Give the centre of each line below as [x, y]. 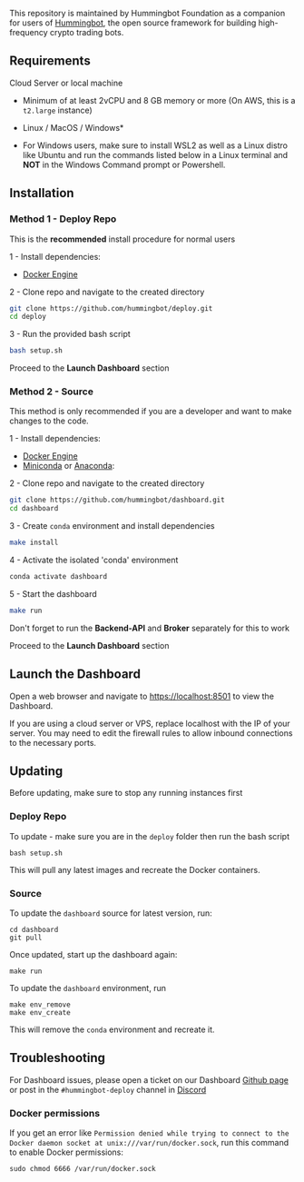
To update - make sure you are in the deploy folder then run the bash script [150, 836]
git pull [26, 938]
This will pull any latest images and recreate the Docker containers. [135, 869]
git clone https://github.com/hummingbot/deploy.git [111, 308]
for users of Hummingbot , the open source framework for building [133, 23]
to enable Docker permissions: [67, 1152]
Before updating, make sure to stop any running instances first [126, 793]
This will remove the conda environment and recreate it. [112, 1029]
